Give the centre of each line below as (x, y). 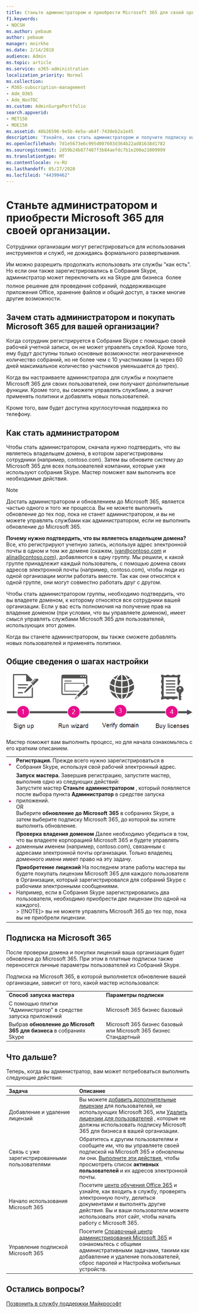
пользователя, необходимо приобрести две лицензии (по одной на (101, 899)
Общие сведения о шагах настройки (77, 662)
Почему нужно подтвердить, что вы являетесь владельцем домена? (96, 538)
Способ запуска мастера (41, 995)
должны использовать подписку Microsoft (133, 1124)
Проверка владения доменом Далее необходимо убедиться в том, (102, 833)
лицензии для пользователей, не (121, 1106)
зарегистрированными (38, 1158)
